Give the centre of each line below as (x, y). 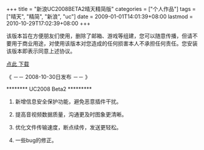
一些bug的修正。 (36, 140)
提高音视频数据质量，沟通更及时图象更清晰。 (71, 114)
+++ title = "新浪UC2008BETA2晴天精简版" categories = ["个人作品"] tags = (101, 9)
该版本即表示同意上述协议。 (41, 51)
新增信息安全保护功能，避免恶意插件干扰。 (68, 101)
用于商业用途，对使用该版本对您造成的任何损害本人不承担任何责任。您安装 (104, 43)
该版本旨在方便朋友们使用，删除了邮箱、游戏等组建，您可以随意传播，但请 (99, 36)
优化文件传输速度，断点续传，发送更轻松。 (68, 127)
